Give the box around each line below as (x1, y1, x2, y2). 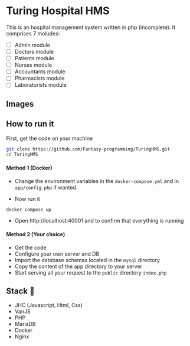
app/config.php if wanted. (14, 184, 78, 191)
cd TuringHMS (6, 152, 38, 158)
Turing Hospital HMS (6, 4, 110, 18)
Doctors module (14, 48, 54, 55)
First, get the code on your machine (6, 135, 93, 142)
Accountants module (14, 68, 65, 75)
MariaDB (14, 321, 37, 328)
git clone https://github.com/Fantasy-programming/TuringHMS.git (6, 146, 170, 152)
